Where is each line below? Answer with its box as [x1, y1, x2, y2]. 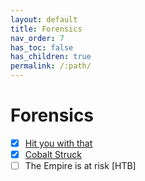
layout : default [10, 14, 78, 25]
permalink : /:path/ [10, 61, 92, 71]
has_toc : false [10, 42, 74, 53]
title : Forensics [10, 24, 83, 34]
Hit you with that [24, 137, 93, 149]
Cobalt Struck [24, 149, 82, 160]
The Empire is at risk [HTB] [24, 160, 137, 172]
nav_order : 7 [10, 33, 65, 43]
